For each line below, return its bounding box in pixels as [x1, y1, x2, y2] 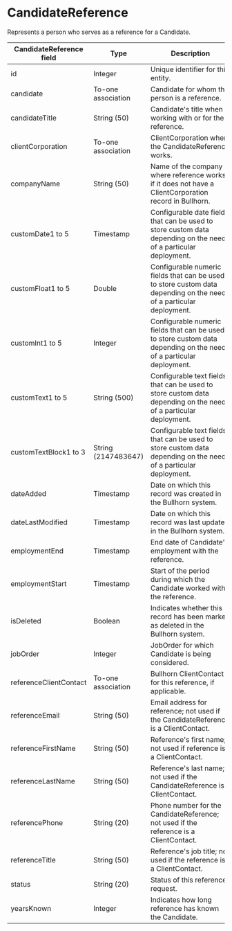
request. [150, 883, 177, 893]
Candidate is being [150, 649, 212, 659]
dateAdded [10, 488, 47, 498]
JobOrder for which [150, 640, 214, 650]
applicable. [150, 686, 186, 695]
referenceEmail [10, 710, 60, 720]
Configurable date [150, 207, 209, 217]
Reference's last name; [150, 763, 225, 773]
